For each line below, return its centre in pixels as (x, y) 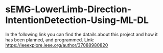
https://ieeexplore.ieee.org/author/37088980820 (57, 45)
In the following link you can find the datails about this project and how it (81, 34)
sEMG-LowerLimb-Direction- (68, 9)
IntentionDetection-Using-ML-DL (77, 20)
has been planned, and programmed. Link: (50, 40)
